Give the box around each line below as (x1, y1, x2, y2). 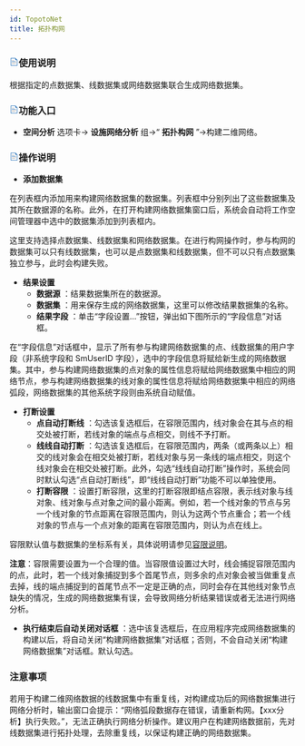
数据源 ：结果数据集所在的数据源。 (35, 289, 166, 299)
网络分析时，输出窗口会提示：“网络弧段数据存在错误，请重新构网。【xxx (9, 704, 277, 715)
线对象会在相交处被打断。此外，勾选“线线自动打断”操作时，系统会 (35, 463, 282, 474)
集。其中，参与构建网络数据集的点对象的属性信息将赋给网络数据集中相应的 (9, 364, 288, 376)
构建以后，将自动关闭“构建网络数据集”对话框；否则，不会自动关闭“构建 (22, 634, 289, 645)
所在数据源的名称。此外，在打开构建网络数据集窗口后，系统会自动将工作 (16, 204, 288, 215)
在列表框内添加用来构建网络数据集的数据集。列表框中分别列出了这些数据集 (9, 193, 288, 204)
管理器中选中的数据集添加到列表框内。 (16, 216, 161, 227)
